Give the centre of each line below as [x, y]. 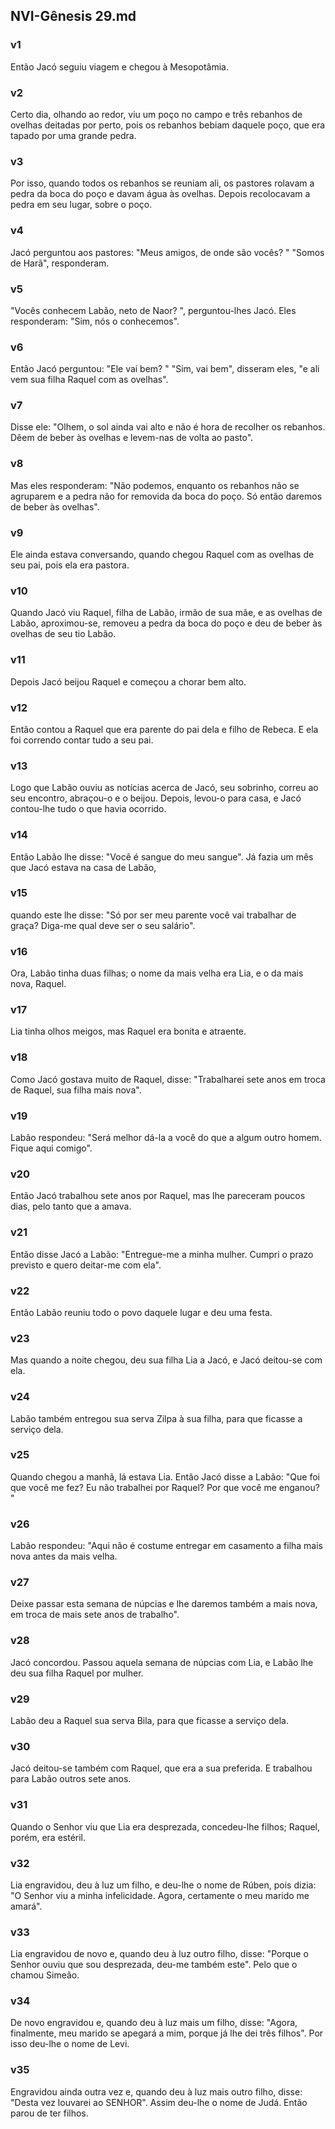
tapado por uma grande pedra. [73, 135]
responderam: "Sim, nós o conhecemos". [95, 321]
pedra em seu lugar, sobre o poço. [81, 205]
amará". [26, 1906]
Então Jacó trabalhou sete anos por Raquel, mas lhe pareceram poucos [158, 1196]
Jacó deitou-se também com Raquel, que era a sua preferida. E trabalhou [161, 1768]
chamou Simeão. [45, 1975]
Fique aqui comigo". [51, 1148]
